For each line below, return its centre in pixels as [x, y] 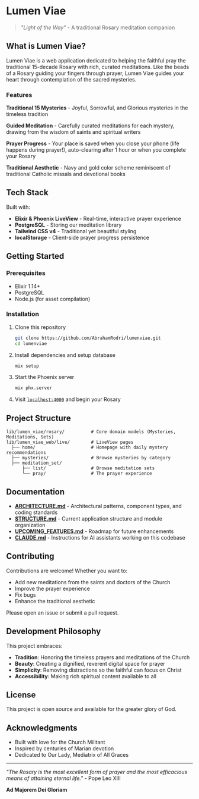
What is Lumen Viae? [46, 46]
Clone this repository [40, 327]
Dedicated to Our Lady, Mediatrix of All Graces [72, 755]
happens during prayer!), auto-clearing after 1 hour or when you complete [96, 150]
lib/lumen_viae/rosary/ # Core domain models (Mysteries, [91, 432]
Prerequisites [26, 273]
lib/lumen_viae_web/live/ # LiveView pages [70, 442]
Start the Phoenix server [44, 377]
